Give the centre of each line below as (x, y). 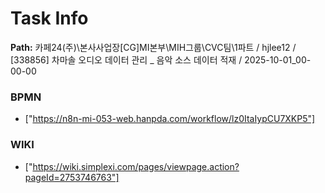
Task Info (49, 18)
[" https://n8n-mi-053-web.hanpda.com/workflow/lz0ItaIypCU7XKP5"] (170, 119)
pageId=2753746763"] (72, 177)
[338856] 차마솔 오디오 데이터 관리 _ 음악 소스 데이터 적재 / (126, 59)
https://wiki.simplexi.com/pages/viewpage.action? (136, 166)
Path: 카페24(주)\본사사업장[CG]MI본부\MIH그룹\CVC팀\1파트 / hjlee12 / (153, 47)
